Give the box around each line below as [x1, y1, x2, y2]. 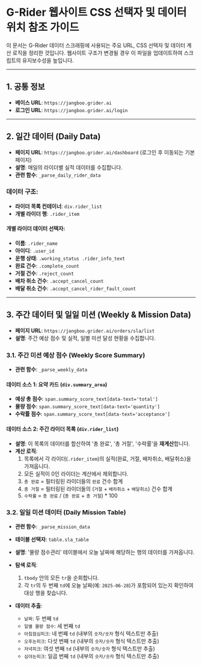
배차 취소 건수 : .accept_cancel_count [14, 277, 104, 285]
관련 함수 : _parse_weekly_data [14, 366, 88, 373]
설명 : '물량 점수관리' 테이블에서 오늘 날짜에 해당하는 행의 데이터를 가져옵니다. [14, 548, 195, 555]
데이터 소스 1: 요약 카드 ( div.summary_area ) [6, 380, 108, 388]
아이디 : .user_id [14, 247, 55, 254]
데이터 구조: [6, 188, 38, 196]
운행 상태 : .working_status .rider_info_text [14, 254, 125, 262]
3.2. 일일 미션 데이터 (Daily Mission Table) [6, 508, 126, 516]
